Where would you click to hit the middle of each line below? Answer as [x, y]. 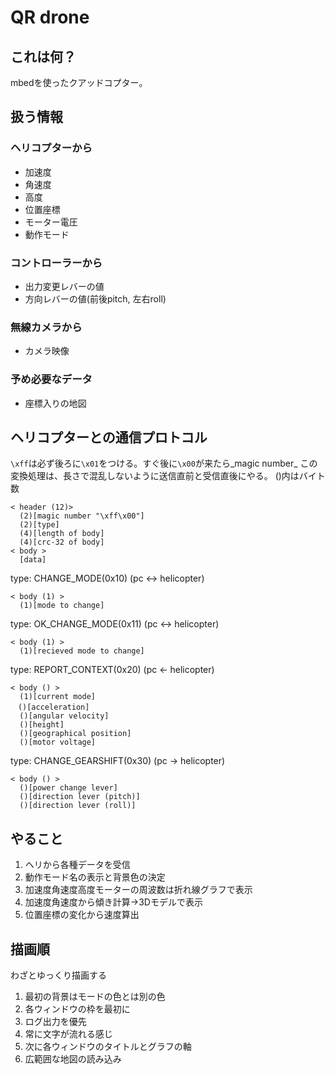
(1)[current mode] [58, 697]
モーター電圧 [51, 222]
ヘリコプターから [51, 148]
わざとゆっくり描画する [58, 975]
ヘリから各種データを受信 [77, 865]
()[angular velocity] [64, 716]
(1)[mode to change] [62, 606]
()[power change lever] [68, 788]
